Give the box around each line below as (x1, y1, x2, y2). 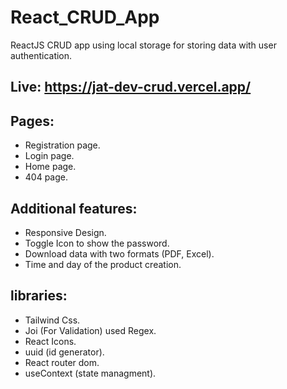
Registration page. (24, 139, 101, 151)
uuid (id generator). (24, 346, 105, 358)
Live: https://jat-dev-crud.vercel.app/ (10, 79, 252, 96)
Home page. (24, 161, 77, 173)
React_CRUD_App (10, 6, 160, 29)
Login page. (24, 150, 75, 162)
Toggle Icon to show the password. (24, 237, 170, 249)
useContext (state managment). (24, 367, 157, 379)
